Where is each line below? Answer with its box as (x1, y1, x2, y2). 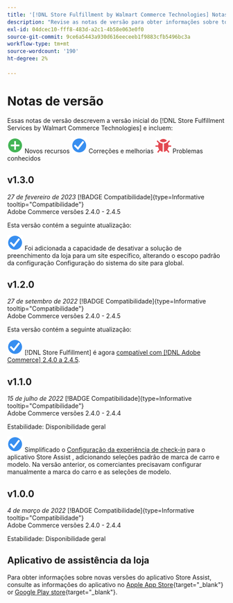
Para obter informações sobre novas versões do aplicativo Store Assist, (7, 573, 212, 581)
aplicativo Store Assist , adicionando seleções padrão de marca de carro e (7, 453, 220, 461)
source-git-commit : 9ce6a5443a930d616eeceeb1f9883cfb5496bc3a (7, 33, 191, 40)
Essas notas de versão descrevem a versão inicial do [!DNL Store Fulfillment (7, 116, 225, 124)
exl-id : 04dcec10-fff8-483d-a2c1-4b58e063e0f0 (7, 26, 144, 33)
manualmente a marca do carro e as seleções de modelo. (7, 468, 171, 476)
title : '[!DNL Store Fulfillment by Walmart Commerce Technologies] (7, 11, 209, 18)
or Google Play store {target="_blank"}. (7, 588, 118, 596)
